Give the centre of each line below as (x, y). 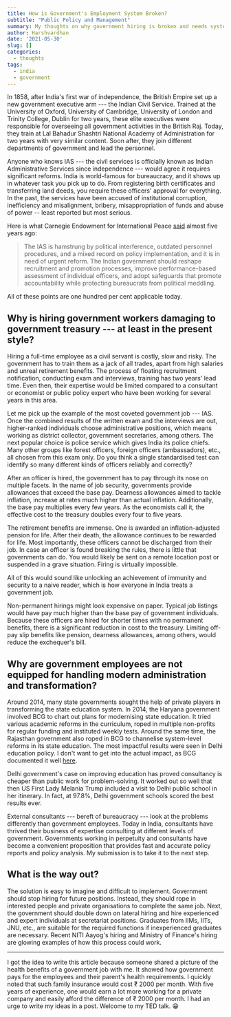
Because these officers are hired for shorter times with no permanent (105, 621)
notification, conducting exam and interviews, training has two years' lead (112, 378)
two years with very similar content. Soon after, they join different (100, 141)
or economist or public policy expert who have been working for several (109, 393)
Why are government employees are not (95, 664)
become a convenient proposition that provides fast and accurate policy (109, 846)
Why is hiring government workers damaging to (111, 318)
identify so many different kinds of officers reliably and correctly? (100, 464)
